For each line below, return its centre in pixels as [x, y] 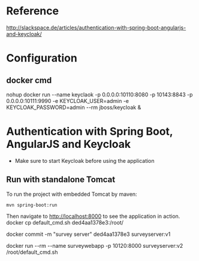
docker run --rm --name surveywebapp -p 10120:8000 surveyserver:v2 [95, 245]
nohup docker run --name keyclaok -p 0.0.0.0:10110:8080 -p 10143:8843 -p [99, 95]
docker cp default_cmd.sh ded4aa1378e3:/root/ [65, 222]
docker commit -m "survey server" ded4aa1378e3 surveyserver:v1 [88, 234]
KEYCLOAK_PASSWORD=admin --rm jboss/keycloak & [74, 107]
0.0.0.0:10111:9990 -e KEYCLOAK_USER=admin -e [68, 101]
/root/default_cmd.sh [32, 252]
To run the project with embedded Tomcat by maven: [72, 194]
